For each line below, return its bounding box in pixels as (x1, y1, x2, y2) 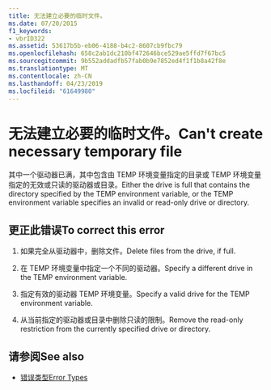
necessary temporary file (8, 142, 183, 160)
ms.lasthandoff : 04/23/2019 (8, 79, 104, 87)
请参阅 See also (8, 350, 85, 363)
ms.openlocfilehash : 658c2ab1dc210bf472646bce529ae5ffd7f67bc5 (8, 49, 227, 57)
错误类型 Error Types (19, 372, 88, 382)
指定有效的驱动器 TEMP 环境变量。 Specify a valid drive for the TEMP (19, 289, 250, 299)
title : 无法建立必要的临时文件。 (8, 11, 107, 20)
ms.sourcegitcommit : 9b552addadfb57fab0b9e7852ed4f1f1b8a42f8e (8, 57, 227, 66)
